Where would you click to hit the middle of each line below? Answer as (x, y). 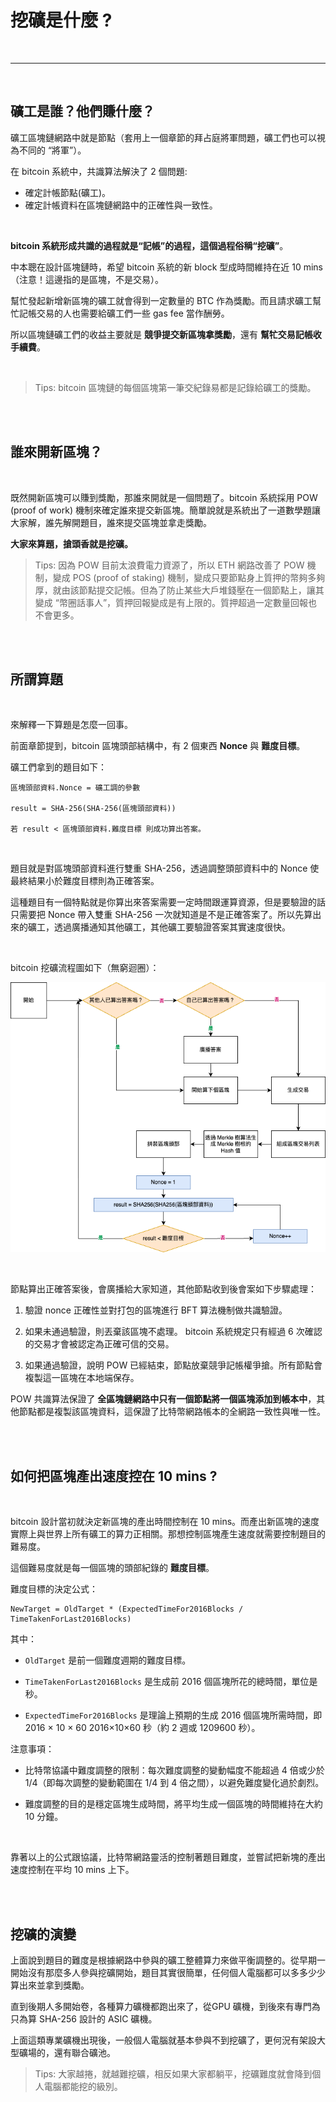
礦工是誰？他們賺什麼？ (82, 111)
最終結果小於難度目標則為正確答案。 (85, 881)
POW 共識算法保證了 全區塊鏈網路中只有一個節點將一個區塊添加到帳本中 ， (163, 1399)
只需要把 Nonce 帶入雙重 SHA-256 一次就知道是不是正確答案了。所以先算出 (166, 915)
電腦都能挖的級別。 (83, 2087)
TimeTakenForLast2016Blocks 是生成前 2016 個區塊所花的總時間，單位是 (171, 1682)
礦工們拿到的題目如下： (58, 767)
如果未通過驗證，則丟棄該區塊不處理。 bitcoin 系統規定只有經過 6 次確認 (173, 1332)
